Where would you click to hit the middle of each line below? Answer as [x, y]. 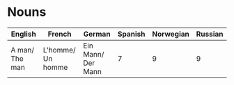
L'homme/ [59, 50]
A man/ [23, 50]
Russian [210, 34]
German [97, 34]
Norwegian [171, 34]
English [23, 34]
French [60, 34]
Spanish [131, 34]
